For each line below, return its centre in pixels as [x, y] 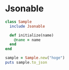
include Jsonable [27, 26]
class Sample [18, 22]
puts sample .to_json [26, 63]
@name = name [27, 40]
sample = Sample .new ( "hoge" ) [35, 58]
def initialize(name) [32, 35]
